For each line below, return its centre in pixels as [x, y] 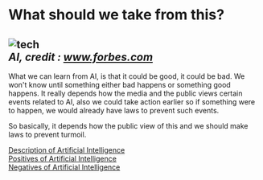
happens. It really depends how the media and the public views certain [125, 93]
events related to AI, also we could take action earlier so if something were [132, 102]
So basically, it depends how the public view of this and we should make [128, 126]
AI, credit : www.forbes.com [81, 57]
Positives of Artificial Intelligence [62, 159]
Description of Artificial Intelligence [67, 150]
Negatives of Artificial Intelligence [64, 167]
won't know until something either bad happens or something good [119, 85]
